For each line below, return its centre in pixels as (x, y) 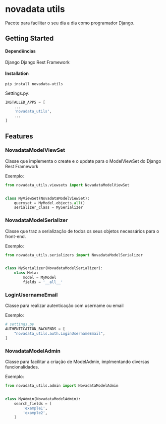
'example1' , (35, 408)
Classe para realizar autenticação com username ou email (64, 305)
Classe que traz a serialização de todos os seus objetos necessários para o (82, 231)
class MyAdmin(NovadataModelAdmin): (43, 399)
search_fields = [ (33, 403)
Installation (17, 73)
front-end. (16, 236)
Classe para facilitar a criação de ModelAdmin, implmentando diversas (77, 362)
